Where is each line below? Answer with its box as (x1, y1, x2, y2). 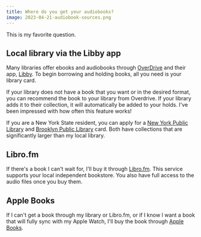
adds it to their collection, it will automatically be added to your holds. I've (6, 101, 188, 109)
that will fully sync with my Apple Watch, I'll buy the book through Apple (6, 217, 184, 225)
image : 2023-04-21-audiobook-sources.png (6, 14, 112, 20)
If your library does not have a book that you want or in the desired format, (6, 88, 191, 96)
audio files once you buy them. (6, 178, 83, 185)
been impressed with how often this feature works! (6, 107, 132, 115)
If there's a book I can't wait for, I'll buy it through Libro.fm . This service (6, 166, 183, 173)
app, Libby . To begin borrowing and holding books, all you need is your (6, 70, 182, 78)
